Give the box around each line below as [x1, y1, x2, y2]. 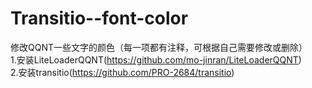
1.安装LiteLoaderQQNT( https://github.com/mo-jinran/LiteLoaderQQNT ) [10, 53, 302, 66]
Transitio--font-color [10, 7, 189, 30]
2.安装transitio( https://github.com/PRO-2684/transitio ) [10, 66, 235, 78]
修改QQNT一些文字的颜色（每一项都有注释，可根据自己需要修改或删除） [10, 41, 308, 53]
